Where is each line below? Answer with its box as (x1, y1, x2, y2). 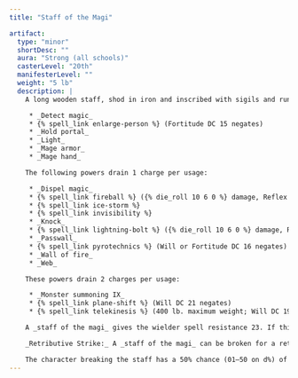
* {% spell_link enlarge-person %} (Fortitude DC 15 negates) (28, 119, 264, 129)
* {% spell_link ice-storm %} (28, 201, 141, 209)
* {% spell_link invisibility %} (28, 209, 153, 218)
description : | (17, 86, 74, 96)
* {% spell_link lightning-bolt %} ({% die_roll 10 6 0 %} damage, (28, 225, 284, 235)
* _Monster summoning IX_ (28, 290, 125, 300)
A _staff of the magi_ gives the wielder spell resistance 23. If (25, 323, 276, 332)
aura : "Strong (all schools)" (17, 54, 129, 63)
